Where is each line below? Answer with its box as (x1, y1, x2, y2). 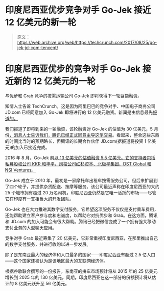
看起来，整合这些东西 (116, 132, 160, 138)
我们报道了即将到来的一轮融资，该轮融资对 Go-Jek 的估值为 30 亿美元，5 (5, 126, 153, 132)
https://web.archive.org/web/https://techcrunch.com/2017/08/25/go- (17, 39, 157, 45)
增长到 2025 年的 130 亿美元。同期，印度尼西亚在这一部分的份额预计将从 (5, 274, 152, 280)
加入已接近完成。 (15, 144, 50, 150)
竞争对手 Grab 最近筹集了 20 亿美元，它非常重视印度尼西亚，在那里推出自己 (5, 235, 158, 241)
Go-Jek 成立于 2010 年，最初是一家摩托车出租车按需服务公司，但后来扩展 (5, 177, 154, 183)
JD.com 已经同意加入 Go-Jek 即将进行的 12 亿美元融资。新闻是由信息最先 (5, 109, 153, 115)
